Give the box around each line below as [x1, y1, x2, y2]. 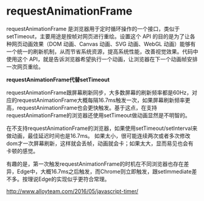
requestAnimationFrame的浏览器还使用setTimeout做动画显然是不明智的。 [6, 111, 191, 119]
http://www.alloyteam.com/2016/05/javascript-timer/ [6, 187, 139, 195]
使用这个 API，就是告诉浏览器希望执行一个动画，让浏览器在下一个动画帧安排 [6, 55, 198, 63]
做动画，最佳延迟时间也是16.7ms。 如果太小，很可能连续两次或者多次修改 [6, 132, 191, 139]
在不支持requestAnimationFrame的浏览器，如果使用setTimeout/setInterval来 [6, 124, 198, 132]
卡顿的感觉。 [6, 147, 38, 154]
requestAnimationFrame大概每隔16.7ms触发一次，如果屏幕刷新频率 [16, 96, 185, 104]
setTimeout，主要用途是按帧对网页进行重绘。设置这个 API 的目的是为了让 [6, 32, 191, 40]
